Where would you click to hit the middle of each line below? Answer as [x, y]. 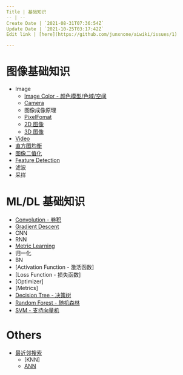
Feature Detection [38, 160]
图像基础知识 [38, 72]
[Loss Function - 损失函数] [48, 275]
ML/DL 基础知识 [46, 202]
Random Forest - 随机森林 [47, 303]
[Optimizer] [29, 282]
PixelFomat [38, 117]
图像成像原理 [40, 110]
